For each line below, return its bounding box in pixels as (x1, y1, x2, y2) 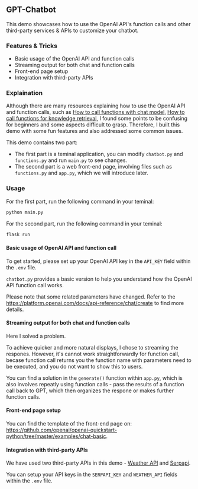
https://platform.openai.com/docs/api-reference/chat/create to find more (6, 299, 184, 306)
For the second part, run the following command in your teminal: (6, 220, 163, 227)
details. (6, 306, 24, 313)
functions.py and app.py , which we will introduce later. (14, 169, 149, 177)
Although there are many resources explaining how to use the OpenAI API (6, 102, 186, 109)
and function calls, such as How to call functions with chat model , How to (6, 109, 185, 116)
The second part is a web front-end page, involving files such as (14, 163, 173, 170)
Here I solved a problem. (6, 332, 66, 339)
